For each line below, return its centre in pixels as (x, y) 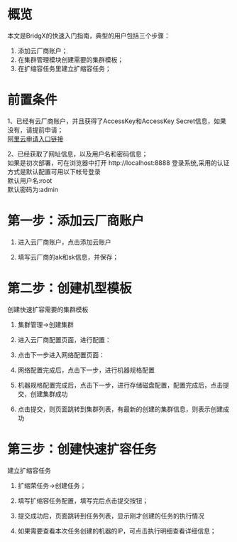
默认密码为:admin (33, 189)
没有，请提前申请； (35, 129)
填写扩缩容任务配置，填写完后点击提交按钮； (83, 500)
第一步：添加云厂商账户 (76, 221)
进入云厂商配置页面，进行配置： (64, 339)
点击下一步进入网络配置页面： (61, 355)
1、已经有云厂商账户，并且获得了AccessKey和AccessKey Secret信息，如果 (117, 121)
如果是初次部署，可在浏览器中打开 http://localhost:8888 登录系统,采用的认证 (118, 163)
